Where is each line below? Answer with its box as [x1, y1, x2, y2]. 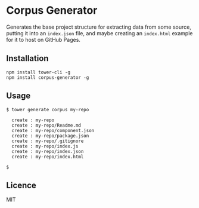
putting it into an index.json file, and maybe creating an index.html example [6, 29, 193, 36]
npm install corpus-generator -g [6, 74, 89, 81]
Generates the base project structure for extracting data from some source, [6, 23, 192, 30]
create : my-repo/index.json [11, 148, 84, 154]
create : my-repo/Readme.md [11, 122, 82, 129]
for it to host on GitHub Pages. [6, 36, 80, 43]
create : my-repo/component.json [11, 127, 95, 133]
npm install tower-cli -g [6, 69, 70, 75]
